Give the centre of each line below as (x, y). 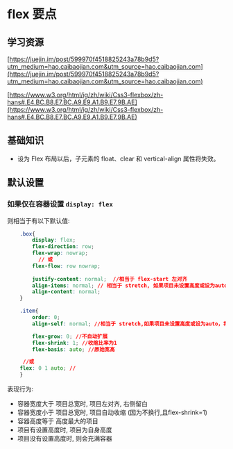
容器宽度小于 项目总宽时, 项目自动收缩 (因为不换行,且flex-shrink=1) (112, 412)
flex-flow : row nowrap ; (66, 266)
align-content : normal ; (66, 292)
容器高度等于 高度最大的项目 (58, 421)
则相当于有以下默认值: (39, 220)
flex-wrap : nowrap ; (60, 253)
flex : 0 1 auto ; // (48, 368)
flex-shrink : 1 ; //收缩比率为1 (75, 343)
